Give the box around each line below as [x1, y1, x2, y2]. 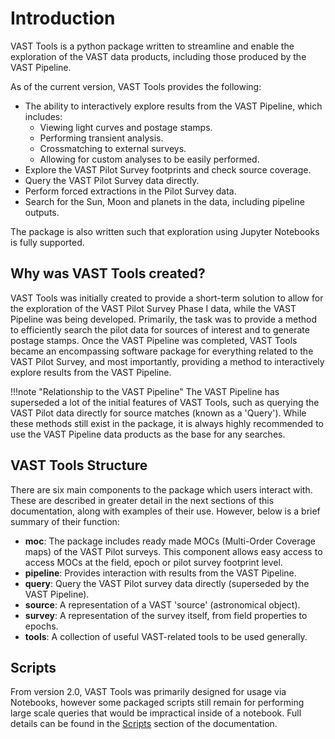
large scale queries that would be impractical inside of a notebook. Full [10, 707, 302, 719]
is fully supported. [10, 236, 85, 248]
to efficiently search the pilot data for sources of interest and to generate [10, 323, 310, 336]
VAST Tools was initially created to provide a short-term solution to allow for [10, 292, 324, 304]
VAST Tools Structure [10, 457, 148, 474]
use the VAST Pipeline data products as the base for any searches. [10, 428, 286, 440]
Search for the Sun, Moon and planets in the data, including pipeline [24, 195, 305, 207]
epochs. [24, 620, 59, 632]
